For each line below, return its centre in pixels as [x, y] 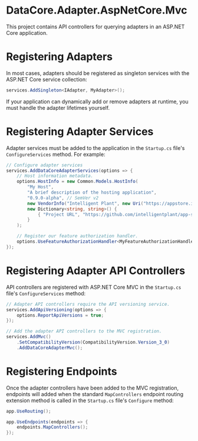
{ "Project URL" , [59, 214]
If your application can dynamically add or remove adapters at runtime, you [97, 102]
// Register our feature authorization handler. [77, 236]
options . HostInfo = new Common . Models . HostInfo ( [77, 182]
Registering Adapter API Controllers [96, 271]
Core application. [27, 32]
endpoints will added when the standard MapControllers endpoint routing [95, 394]
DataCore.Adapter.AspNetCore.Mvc [97, 10]
